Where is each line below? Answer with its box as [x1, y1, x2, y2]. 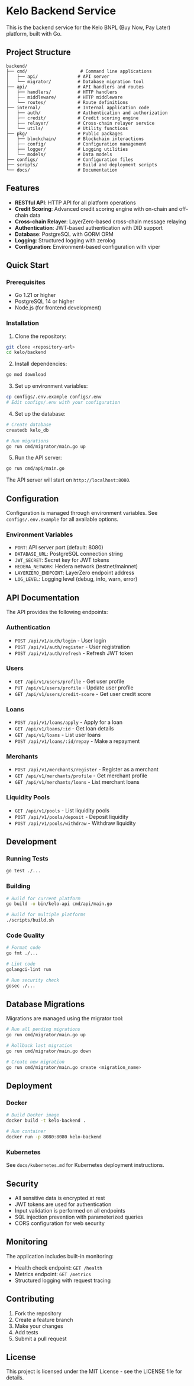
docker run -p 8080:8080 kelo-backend [6, 1134, 102, 1140]
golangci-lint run [6, 966, 51, 972]
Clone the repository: [14, 333, 67, 340]
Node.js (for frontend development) [14, 304, 102, 311]
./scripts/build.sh [6, 917, 54, 923]
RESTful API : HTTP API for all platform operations [14, 199, 136, 206]
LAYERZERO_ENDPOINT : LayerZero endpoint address [14, 569, 135, 577]
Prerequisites [6, 278, 46, 286]
